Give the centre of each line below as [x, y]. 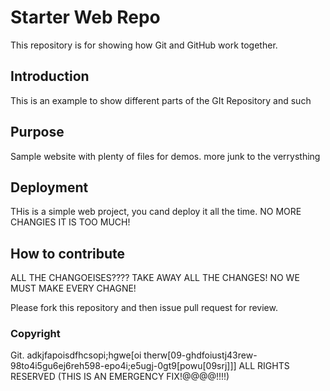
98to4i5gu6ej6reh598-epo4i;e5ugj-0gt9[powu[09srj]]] [123, 366]
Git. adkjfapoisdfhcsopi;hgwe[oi [76, 355]
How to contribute [68, 253]
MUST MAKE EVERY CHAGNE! [73, 288]
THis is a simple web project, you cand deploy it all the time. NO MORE [156, 212]
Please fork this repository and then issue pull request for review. [144, 308]
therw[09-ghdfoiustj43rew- [200, 355]
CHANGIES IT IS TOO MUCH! [70, 222]
